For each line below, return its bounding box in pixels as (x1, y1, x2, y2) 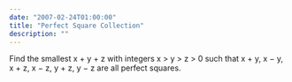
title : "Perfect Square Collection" (9, 21, 144, 30)
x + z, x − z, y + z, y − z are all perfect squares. (9, 63, 181, 73)
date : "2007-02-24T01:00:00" (9, 12, 117, 22)
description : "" (9, 29, 69, 38)
